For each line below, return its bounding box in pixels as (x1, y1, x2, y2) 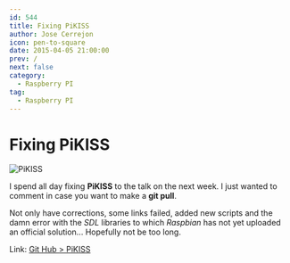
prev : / (9, 54, 38, 63)
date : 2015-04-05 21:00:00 (9, 46, 110, 55)
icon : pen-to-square (9, 37, 87, 47)
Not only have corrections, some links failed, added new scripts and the (9, 208, 274, 218)
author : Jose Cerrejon (9, 29, 94, 38)
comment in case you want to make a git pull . (9, 191, 177, 201)
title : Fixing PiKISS (9, 21, 90, 30)
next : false (9, 63, 54, 72)
